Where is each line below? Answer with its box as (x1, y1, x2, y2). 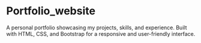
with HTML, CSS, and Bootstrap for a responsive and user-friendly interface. (6, 30, 196, 37)
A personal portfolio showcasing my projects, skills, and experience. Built (6, 24, 187, 31)
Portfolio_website (6, 4, 96, 18)
